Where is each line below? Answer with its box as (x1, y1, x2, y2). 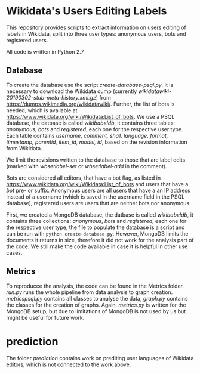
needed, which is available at (6, 106, 78, 114)
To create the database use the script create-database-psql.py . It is (6, 81, 174, 88)
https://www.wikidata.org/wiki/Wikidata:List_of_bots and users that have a (6, 180, 189, 187)
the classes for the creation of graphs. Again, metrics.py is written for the (6, 301, 186, 308)
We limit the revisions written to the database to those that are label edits (6, 156, 186, 163)
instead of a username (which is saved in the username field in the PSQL (6, 193, 185, 200)
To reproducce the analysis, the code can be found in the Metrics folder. (6, 282, 184, 289)
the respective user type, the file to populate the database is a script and (6, 224, 185, 231)
